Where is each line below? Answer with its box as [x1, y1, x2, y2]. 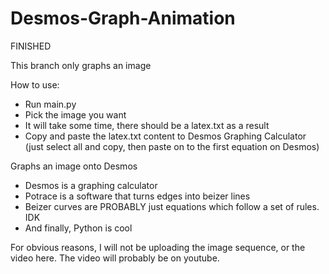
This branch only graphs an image [10, 59, 152, 71]
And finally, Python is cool [24, 222, 133, 234]
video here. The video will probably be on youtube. [10, 252, 220, 264]
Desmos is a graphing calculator [24, 179, 158, 191]
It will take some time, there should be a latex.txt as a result [24, 119, 270, 131]
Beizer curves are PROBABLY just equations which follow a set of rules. [24, 200, 320, 212]
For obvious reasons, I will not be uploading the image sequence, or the [10, 241, 306, 253]
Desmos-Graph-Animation [10, 7, 236, 30]
